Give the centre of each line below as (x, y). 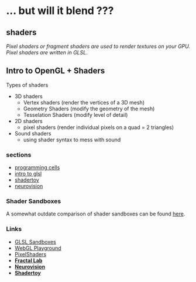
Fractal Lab (28, 260)
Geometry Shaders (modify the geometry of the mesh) (89, 109)
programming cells (37, 168)
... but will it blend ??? (60, 11)
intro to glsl (28, 174)
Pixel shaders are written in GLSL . (47, 53)
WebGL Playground (38, 248)
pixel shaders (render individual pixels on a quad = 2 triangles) (99, 127)
